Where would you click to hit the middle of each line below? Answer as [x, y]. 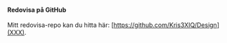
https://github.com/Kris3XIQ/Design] [167, 25]
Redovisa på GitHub [37, 10]
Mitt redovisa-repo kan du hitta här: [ [60, 25]
